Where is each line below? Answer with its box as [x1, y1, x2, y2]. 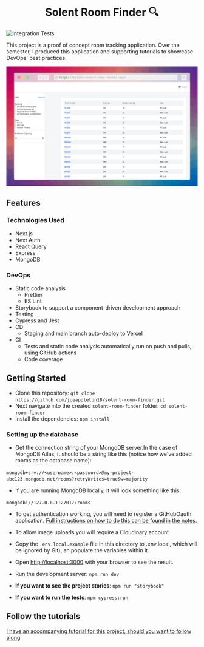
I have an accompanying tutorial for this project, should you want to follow [6, 627, 192, 635]
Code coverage [24, 355, 63, 362]
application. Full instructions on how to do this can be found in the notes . [15, 517, 197, 524]
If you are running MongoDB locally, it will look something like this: [15, 487, 181, 494]
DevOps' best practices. [6, 54, 67, 61]
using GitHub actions [24, 349, 77, 356]
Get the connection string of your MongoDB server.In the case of [15, 444, 178, 452]
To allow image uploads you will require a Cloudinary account [15, 529, 169, 536]
